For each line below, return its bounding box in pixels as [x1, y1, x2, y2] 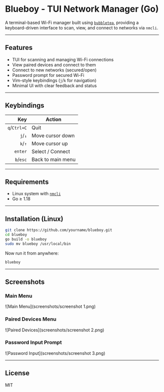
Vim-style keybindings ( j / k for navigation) [12, 77, 97, 83]
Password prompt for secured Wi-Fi [12, 72, 84, 78]
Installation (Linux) [5, 214, 63, 223]
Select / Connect [31, 148, 70, 155]
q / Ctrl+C [7, 124, 27, 131]
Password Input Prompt [5, 339, 62, 346]
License [5, 369, 30, 377]
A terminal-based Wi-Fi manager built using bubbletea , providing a [5, 20, 139, 25]
